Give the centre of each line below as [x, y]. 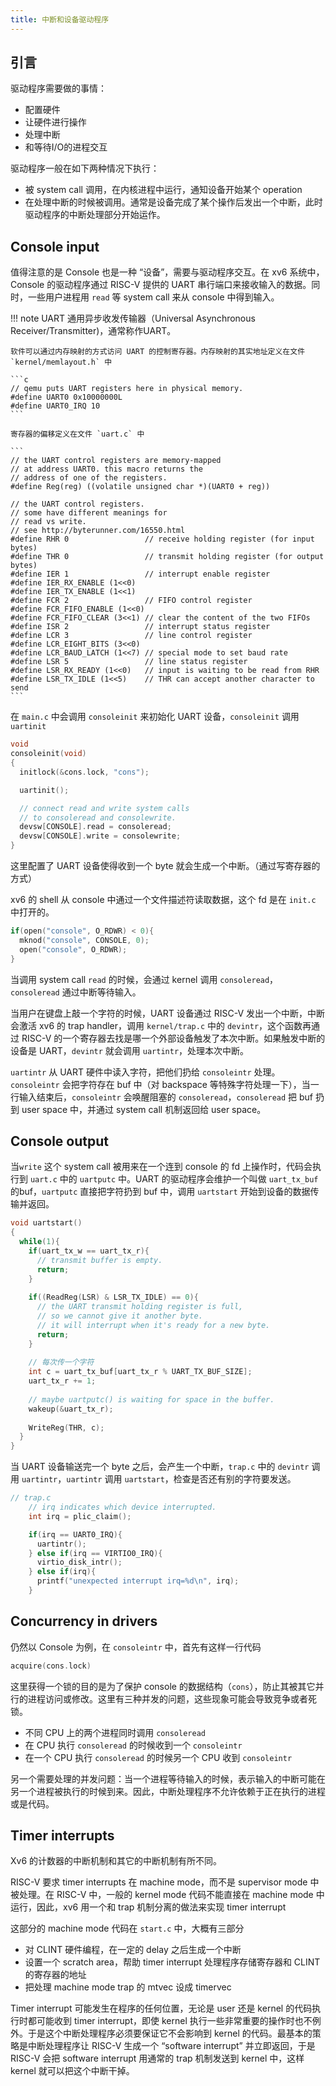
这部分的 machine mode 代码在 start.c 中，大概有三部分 [127, 1928]
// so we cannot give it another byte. [119, 1316]
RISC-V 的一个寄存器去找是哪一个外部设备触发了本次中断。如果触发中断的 [173, 1038]
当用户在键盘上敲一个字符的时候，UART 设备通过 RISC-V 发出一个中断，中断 [168, 1013]
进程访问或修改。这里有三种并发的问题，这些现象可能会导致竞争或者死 [172, 1698]
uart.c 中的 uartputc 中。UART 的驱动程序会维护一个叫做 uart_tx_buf [174, 1179]
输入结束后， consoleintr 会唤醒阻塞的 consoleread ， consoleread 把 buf [166, 1097]
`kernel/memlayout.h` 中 [61, 362]
